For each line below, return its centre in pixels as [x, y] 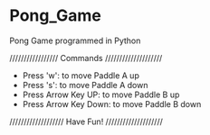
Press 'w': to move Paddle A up [81, 75]
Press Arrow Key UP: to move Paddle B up [101, 94]
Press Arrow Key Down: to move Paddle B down [112, 103]
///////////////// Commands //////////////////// [86, 58]
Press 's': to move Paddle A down [85, 85]
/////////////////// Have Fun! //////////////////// [86, 121]
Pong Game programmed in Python [75, 40]
